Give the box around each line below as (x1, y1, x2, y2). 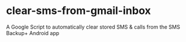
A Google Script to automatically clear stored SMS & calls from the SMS (6, 23, 180, 30)
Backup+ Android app (6, 29, 60, 36)
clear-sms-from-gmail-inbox (6, 4, 151, 17)
